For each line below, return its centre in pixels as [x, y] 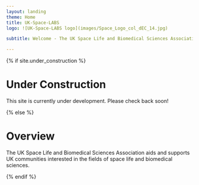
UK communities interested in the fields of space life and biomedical [89, 159]
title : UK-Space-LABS [33, 22]
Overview [31, 136]
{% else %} [20, 112]
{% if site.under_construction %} [46, 61]
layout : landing [26, 12]
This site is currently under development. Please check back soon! [87, 101]
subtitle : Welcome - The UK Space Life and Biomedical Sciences [87, 39]
